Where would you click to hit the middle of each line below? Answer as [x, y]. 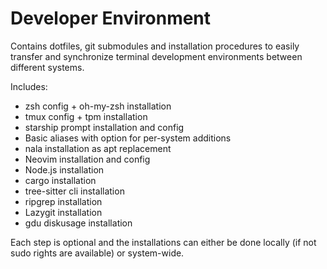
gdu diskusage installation [78, 223]
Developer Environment [111, 18]
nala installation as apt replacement [98, 148]
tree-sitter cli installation [74, 191]
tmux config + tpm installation [86, 116]
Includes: [29, 86]
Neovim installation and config [87, 159]
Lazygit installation [63, 212]
